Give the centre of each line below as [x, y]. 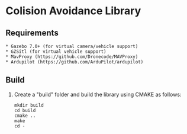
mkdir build [29, 105]
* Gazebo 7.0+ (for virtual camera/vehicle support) [72, 46]
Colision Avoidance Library [73, 11]
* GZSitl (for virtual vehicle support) [56, 52]
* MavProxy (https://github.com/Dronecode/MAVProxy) [72, 57]
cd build [25, 110]
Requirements [32, 33]
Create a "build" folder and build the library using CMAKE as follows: [98, 94]
